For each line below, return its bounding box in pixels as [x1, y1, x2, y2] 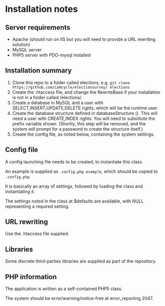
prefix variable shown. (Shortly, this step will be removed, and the [12, 120, 146, 127]
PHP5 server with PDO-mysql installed [12, 52, 91, 58]
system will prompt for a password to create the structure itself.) [12, 126, 143, 132]
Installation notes [5, 3, 78, 15]
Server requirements [5, 23, 71, 32]
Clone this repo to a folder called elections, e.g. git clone [12, 79, 130, 85]
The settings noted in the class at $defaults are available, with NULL [5, 198, 144, 204]
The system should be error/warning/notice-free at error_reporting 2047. [5, 296, 154, 302]
